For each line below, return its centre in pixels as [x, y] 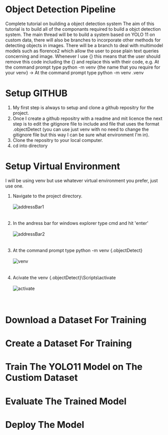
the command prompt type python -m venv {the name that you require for [83, 67]
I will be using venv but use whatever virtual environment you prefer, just [82, 180]
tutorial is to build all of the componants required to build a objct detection [83, 29]
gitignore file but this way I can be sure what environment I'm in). [81, 135]
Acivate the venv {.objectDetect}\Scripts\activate [64, 277]
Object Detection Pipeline [61, 9]
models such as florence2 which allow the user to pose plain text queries [82, 51]
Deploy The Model [45, 424]
